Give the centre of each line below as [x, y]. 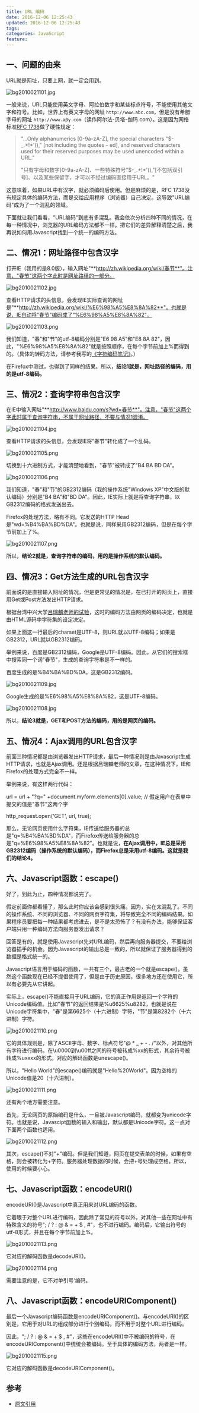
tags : [13, 28]
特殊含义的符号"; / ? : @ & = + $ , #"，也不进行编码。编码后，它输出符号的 [96, 1225]
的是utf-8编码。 [26, 374]
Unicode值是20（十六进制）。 [42, 1078]
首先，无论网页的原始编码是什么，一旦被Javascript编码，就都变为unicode [96, 1115]
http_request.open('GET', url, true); [49, 816]
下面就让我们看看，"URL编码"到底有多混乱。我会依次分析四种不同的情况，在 [99, 217]
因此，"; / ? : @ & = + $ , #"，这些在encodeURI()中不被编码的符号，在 [91, 1336]
